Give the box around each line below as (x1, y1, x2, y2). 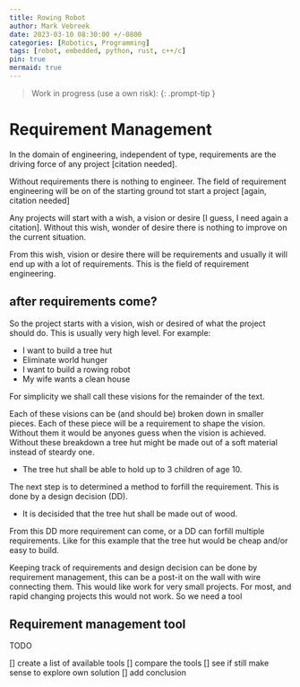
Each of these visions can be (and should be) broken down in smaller (9, 408, 264, 418)
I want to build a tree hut (21, 345, 113, 356)
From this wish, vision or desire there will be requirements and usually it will (9, 249, 288, 260)
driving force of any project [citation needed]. (9, 158, 177, 169)
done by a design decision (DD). (9, 490, 128, 501)
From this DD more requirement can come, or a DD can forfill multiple (9, 525, 265, 536)
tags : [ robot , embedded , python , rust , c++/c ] (9, 47, 186, 56)
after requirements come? (9, 294, 159, 310)
